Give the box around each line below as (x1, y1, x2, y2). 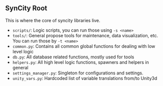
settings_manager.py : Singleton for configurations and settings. (12, 70, 144, 76)
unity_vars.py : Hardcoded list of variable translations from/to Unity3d (12, 75, 157, 81)
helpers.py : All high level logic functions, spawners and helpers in (12, 59, 149, 65)
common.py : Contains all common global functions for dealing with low (12, 43, 155, 49)
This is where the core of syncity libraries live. (5, 17, 100, 23)
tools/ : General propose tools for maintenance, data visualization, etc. (12, 32, 158, 38)
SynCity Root (5, 4, 48, 13)
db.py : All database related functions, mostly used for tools (12, 54, 134, 60)
